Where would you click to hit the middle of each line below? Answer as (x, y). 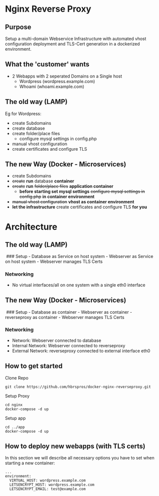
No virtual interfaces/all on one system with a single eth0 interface (79, 285)
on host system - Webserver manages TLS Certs (54, 261)
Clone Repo (17, 378)
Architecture (31, 227)
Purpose (18, 27)
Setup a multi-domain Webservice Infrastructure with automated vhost (76, 39)
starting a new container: (30, 463)
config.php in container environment (57, 197)
